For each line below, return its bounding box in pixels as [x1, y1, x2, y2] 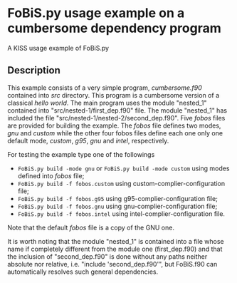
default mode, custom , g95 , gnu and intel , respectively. [7, 136, 169, 145]
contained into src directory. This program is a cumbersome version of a [7, 91, 219, 99]
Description [7, 64, 60, 76]
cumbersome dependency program [7, 20, 222, 36]
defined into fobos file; [17, 171, 85, 180]
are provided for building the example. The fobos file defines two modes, [7, 121, 221, 130]
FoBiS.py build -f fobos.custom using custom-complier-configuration [17, 179, 226, 187]
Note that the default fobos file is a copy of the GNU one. [7, 223, 174, 232]
